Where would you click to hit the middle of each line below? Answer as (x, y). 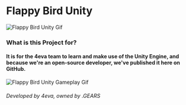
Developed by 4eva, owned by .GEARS (53, 96)
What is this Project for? (41, 42)
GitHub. (16, 69)
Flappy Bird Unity (49, 11)
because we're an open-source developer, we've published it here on (93, 63)
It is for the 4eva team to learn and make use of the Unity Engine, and (93, 57)
